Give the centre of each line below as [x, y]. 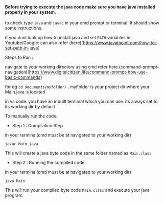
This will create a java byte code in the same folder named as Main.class [78, 153]
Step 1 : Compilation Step [37, 126]
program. [14, 195]
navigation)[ [17, 72]
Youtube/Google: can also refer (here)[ [44, 43]
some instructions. [24, 28]
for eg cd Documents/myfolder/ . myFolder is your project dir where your [77, 87]
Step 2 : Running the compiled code [48, 163]
